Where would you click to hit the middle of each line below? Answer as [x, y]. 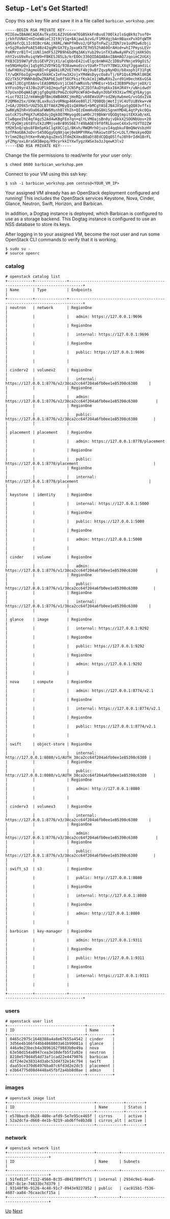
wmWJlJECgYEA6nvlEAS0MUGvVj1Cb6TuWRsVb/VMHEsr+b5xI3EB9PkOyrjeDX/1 [78, 83]
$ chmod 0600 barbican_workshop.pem [44, 164]
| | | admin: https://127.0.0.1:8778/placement [85, 442]
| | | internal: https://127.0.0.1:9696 [77, 335]
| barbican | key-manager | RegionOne [49, 931]
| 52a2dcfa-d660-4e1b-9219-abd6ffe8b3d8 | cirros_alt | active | [76, 1120]
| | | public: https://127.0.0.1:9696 [75, 352]
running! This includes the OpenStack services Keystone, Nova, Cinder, [80, 198]
